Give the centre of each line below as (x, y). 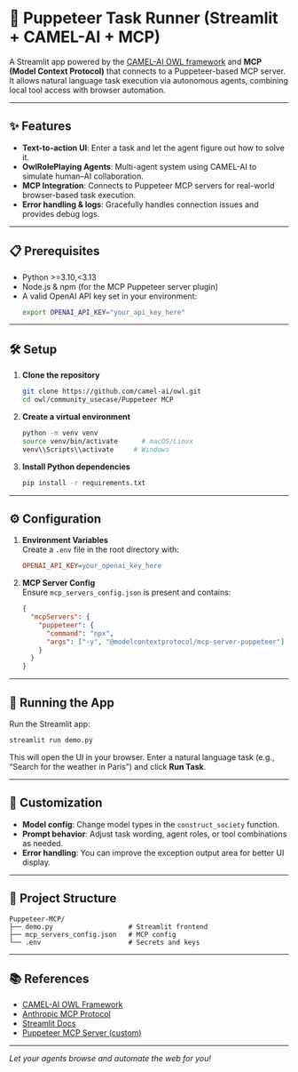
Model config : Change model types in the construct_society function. (150, 824)
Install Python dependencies (76, 467)
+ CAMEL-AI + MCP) (85, 37)
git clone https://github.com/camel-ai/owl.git (111, 392)
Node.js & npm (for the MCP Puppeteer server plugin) (120, 286)
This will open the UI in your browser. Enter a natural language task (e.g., (142, 757)
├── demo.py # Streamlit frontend (109, 927)
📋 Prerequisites (55, 251)
